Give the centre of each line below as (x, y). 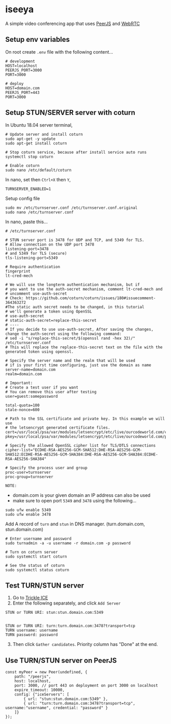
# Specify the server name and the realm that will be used (70, 360)
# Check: (15, 298)
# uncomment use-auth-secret (36, 294)
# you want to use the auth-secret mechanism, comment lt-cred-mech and (84, 289)
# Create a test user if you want (42, 387)
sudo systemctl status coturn (37, 570)
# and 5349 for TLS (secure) (36, 253)
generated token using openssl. (39, 352)
